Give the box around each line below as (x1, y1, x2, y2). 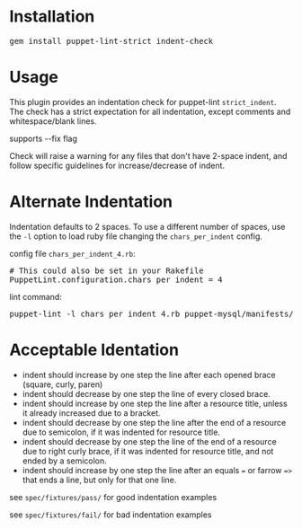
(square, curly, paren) (22, 379, 103, 390)
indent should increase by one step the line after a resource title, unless (22, 398, 288, 409)
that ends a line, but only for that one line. (22, 474, 177, 485)
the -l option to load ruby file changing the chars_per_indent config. (9, 231, 263, 242)
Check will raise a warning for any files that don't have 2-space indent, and (9, 150, 288, 161)
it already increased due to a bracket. (22, 407, 161, 419)
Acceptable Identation (9, 339, 180, 360)
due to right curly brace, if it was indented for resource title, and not (22, 445, 274, 456)
